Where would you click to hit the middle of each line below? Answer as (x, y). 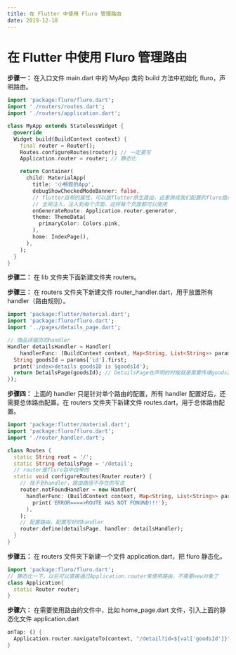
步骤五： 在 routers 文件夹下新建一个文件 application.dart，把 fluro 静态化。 (117, 556)
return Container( (47, 172)
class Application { (36, 583)
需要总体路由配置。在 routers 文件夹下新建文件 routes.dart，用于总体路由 (113, 402)
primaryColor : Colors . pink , (79, 224)
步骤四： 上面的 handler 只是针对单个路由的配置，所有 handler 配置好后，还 (117, 394)
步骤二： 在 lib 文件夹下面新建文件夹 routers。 (74, 277)
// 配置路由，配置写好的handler (62, 522)
